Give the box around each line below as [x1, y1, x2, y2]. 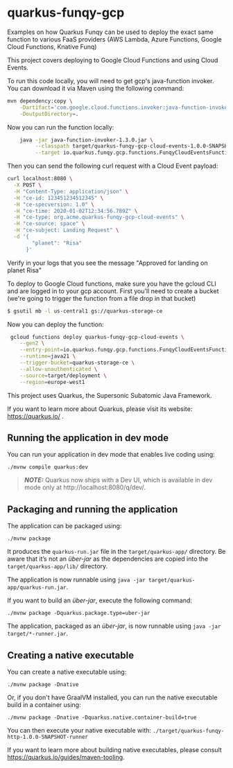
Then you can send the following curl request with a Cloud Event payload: [7, 162, 218, 171]
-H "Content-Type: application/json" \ [13, 188, 129, 195]
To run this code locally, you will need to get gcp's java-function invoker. [7, 76, 214, 85]
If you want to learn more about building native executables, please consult [7, 746, 222, 753]
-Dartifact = [19, 104, 54, 111]
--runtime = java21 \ [19, 353, 76, 360]
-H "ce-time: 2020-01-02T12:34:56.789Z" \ [13, 207, 138, 214]
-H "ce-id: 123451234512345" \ [13, 194, 104, 202]
